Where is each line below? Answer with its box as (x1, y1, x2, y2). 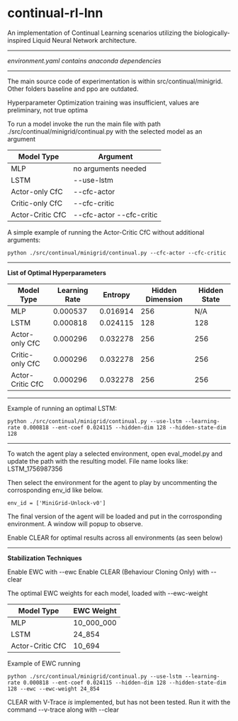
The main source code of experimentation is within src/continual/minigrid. (7, 77, 223, 85)
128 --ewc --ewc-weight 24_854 (7, 685, 100, 693)
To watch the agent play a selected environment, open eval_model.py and (7, 449, 223, 458)
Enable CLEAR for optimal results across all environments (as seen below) (7, 533, 223, 542)
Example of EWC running (7, 659, 81, 668)
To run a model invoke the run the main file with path (7, 119, 161, 128)
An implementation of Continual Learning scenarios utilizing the (7, 28, 193, 37)
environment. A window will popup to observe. (7, 519, 143, 528)
